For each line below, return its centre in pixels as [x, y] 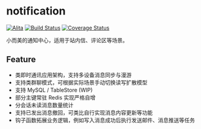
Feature [21, 59]
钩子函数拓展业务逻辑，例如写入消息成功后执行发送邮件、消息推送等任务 [105, 120]
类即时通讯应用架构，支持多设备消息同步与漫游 [73, 75]
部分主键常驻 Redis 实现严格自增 [55, 97]
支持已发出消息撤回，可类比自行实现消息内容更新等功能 [84, 112]
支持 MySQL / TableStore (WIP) [54, 90]
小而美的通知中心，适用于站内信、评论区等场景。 [67, 40]
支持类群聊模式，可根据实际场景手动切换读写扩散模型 [81, 82]
